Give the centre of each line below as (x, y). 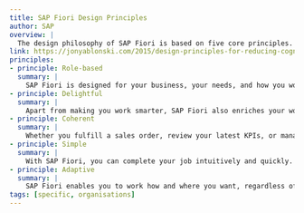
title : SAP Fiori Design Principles (78, 18)
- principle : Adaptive (52, 169)
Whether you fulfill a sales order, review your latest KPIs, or (152, 136)
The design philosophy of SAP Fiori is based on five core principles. (156, 43)
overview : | (32, 34)
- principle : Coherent (52, 119)
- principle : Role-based (56, 69)
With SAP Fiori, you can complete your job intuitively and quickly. (160, 161)
